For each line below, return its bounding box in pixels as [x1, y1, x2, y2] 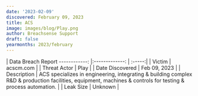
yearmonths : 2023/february [6, 42, 73, 48]
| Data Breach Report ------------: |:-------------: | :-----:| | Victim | [6, 57, 171, 65]
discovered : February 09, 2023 [6, 14, 84, 20]
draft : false [6, 36, 39, 42]
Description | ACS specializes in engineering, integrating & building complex [6, 71, 193, 78]
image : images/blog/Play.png [6, 25, 78, 31]
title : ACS [6, 20, 33, 25]
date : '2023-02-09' [6, 8, 55, 15]
